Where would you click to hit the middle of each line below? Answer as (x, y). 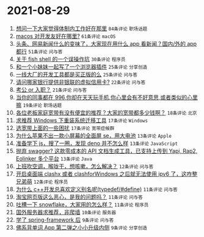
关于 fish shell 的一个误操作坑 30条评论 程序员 (71, 59)
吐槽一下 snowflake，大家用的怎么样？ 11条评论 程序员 (82, 204)
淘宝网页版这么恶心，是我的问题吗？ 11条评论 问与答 (79, 197)
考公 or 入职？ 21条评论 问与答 (51, 89)
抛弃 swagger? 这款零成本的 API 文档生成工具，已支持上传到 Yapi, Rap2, (107, 151)
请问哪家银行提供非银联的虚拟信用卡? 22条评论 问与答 (81, 82)
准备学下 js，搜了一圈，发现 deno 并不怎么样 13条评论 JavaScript (97, 143)
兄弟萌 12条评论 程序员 (42, 181)
